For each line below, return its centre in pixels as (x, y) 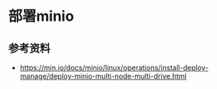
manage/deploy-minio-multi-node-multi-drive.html (103, 76)
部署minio (41, 16)
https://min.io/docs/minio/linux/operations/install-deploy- (114, 68)
